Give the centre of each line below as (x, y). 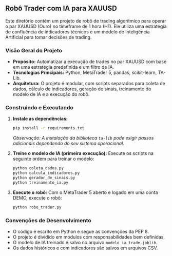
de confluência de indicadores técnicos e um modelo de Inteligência (78, 32)
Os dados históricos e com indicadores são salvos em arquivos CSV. (85, 248)
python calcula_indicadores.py (46, 173)
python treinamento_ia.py (40, 182)
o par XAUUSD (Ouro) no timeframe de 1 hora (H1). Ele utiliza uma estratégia (86, 26)
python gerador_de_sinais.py (44, 178)
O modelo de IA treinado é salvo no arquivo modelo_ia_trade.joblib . (85, 242)
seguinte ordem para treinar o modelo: (53, 159)
